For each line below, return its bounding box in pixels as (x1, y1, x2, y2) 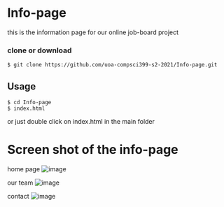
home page (7, 164, 41, 173)
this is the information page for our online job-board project (7, 28, 179, 36)
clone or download (7, 45, 72, 55)
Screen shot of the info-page (7, 142, 178, 158)
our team (7, 178, 34, 187)
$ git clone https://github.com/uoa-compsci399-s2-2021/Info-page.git (7, 62, 218, 69)
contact (7, 192, 29, 200)
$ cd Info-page (7, 99, 52, 106)
